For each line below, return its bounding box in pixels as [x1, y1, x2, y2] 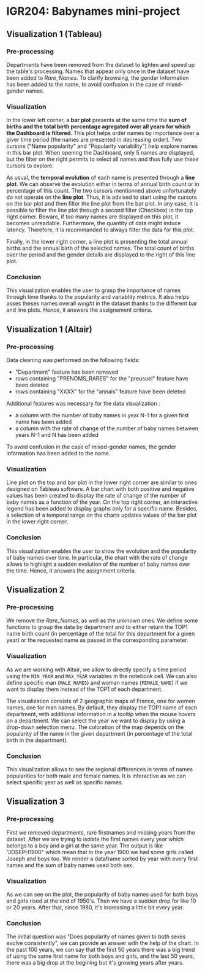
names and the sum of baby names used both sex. [6, 861, 134, 869]
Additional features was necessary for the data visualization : [6, 400, 160, 407]
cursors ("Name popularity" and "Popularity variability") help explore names [6, 142, 198, 150]
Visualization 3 [6, 796, 65, 807]
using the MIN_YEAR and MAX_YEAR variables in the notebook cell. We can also [6, 672, 197, 679]
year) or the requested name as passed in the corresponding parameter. [6, 636, 188, 644]
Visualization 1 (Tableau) [6, 29, 102, 39]
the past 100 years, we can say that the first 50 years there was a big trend [6, 946, 195, 954]
